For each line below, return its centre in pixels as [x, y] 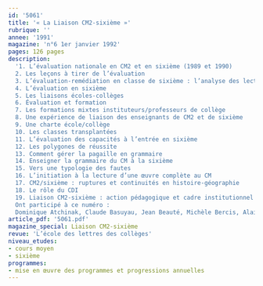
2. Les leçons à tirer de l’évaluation [80, 74]
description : [29, 60]
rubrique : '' [29, 30]
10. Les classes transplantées [66, 132]
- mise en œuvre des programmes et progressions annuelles [106, 270]
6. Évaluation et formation [61, 103]
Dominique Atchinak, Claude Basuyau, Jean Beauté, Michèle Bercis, [128, 212]
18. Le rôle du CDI [47, 190]
